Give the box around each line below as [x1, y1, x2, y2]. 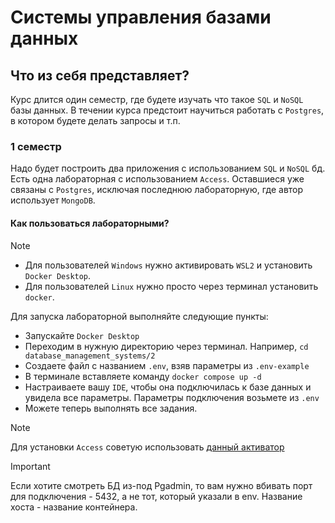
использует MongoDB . [10, 194, 96, 206]
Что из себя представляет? [10, 67, 190, 84]
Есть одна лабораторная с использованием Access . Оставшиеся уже [10, 173, 305, 185]
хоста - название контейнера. [10, 501, 138, 513]
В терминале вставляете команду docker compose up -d [24, 370, 262, 382]
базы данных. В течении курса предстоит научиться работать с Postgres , [10, 104, 325, 116]
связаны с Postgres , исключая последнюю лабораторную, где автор [10, 184, 304, 196]
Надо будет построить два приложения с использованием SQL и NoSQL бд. [10, 162, 326, 175]
